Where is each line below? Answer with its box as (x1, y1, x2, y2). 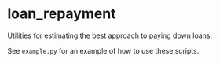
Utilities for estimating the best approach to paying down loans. (7, 31, 213, 40)
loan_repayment (7, 5, 116, 23)
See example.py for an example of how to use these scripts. (7, 46, 200, 55)
